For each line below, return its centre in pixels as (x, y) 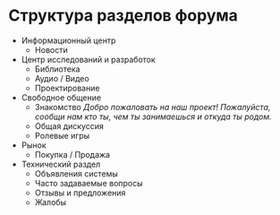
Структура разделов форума (123, 16)
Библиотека (57, 69)
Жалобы (51, 202)
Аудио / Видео (62, 78)
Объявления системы (76, 173)
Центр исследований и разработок (88, 59)
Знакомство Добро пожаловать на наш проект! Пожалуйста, (153, 107)
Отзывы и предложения (80, 193)
